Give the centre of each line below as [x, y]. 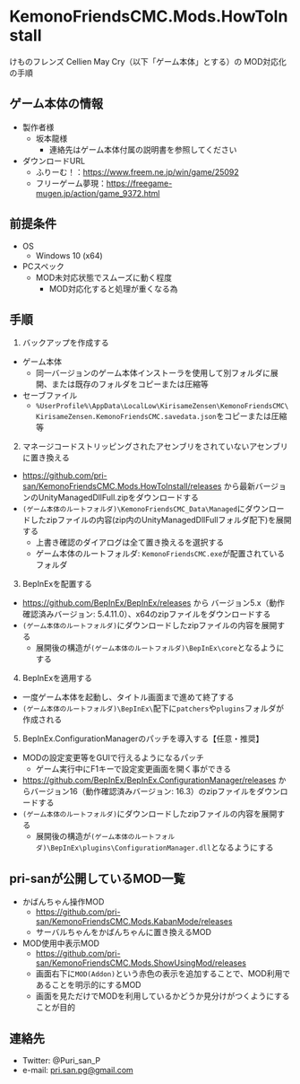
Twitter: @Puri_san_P [61, 1060]
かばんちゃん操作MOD [63, 902]
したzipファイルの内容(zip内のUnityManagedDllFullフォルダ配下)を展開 [161, 520]
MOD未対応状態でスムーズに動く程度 [104, 277]
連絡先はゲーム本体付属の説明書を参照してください [143, 149]
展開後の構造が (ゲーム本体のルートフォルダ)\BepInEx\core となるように [160, 648]
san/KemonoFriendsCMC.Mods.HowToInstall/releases [122, 486]
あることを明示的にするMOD [88, 985]
